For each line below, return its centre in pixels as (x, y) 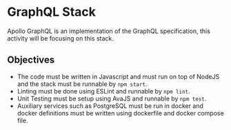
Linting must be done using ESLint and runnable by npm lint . (104, 91)
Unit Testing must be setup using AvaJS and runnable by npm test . (112, 98)
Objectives (31, 60)
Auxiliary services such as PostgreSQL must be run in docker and (110, 106)
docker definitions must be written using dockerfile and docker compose (120, 113)
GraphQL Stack (52, 12)
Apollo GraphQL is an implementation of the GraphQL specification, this (109, 31)
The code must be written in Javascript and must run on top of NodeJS (118, 76)
